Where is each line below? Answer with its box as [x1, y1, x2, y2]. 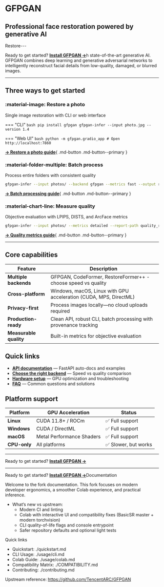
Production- [7, 315, 38, 322]
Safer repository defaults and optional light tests [19, 528, 117, 533]
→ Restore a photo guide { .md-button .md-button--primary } [5, 149, 128, 155]
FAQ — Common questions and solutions [12, 381, 95, 387]
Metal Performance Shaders [36, 433, 101, 440]
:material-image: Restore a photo [5, 101, 85, 108]
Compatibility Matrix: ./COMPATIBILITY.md [12, 562, 98, 568]
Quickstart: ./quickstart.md [12, 547, 66, 552]
